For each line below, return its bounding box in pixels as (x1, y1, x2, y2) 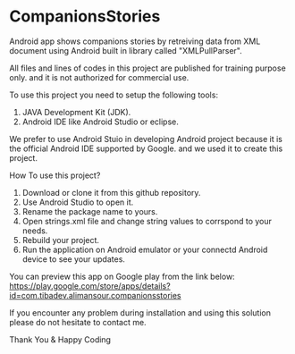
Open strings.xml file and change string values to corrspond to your (21, 215, 273, 226)
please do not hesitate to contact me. (9, 316, 147, 327)
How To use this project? (9, 170, 101, 181)
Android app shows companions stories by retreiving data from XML (9, 36, 261, 46)
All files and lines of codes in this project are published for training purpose (9, 63, 286, 73)
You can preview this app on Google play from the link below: (9, 271, 235, 282)
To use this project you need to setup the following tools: (9, 89, 219, 100)
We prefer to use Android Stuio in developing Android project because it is (9, 133, 283, 144)
